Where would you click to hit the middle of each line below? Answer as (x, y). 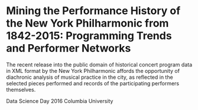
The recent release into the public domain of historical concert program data (99, 64)
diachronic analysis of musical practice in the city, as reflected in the (90, 77)
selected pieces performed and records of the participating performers (93, 83)
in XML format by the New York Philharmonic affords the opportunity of (93, 71)
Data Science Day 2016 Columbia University (60, 101)
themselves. (21, 89)
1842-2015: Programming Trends (89, 36)
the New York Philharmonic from (87, 23)
